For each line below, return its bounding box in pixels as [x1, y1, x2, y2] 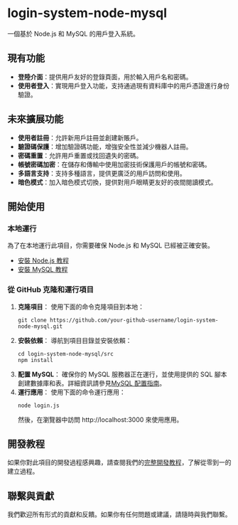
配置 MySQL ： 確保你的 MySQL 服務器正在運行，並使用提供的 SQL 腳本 [17, 370, 227, 378]
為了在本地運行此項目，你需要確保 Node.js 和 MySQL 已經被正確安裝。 [7, 241, 215, 250]
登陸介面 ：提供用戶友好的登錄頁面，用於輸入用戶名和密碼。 [17, 73, 193, 81]
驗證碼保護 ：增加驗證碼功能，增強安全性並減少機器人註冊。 [17, 142, 193, 151]
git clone [17, 317, 48, 324]
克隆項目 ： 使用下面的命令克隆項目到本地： [17, 302, 144, 311]
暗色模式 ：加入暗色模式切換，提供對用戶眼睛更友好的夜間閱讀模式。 [17, 178, 217, 186]
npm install [17, 356, 53, 364]
